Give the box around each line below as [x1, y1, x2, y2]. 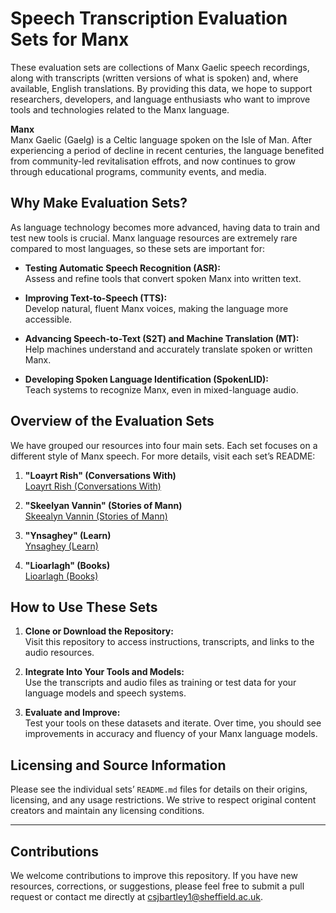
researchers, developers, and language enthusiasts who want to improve [10, 93, 311, 105]
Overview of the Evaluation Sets [10, 413, 215, 430]
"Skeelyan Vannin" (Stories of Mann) [24, 499, 183, 511]
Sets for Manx [10, 28, 130, 51]
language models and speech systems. [24, 687, 187, 699]
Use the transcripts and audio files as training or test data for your [24, 677, 297, 689]
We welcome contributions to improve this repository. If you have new [10, 870, 298, 881]
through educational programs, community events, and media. [10, 165, 267, 177]
